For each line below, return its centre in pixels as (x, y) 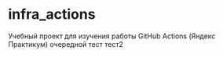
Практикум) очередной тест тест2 (66, 44)
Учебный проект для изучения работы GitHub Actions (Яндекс (112, 36)
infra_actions (52, 14)
